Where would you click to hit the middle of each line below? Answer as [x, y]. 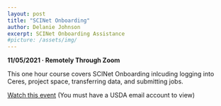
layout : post [27, 14]
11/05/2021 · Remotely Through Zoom [64, 60]
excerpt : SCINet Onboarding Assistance [66, 34]
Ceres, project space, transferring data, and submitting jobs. [96, 81]
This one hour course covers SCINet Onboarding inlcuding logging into [111, 74]
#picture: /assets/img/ [42, 40]
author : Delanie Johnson [44, 27]
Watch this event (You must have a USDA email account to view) [101, 95]
